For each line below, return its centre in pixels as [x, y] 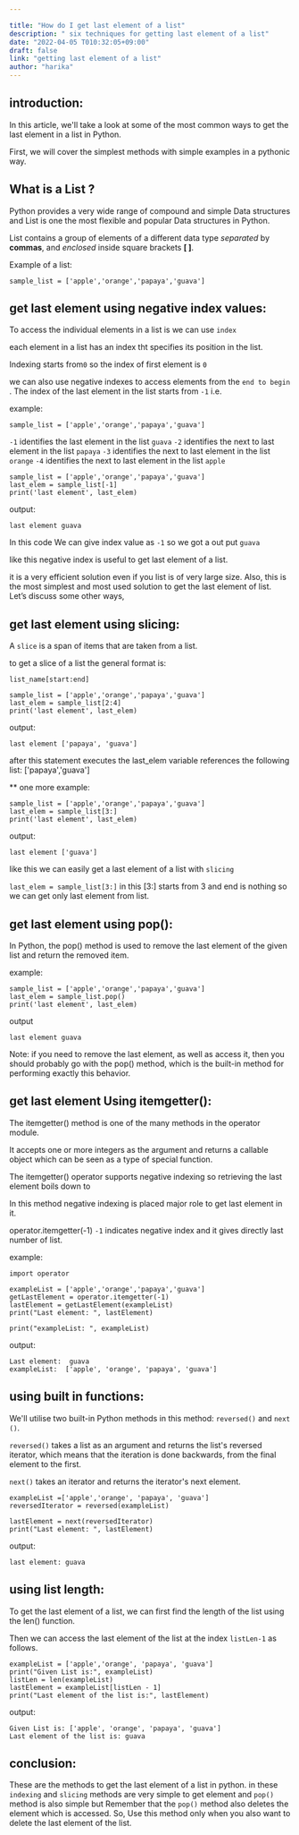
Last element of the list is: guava [77, 1736]
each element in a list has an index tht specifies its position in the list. [136, 347]
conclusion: [43, 1763]
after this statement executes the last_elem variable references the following [149, 761]
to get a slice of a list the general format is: [88, 663]
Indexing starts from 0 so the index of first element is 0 [108, 364]
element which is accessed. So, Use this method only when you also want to [150, 1814]
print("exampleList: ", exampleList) [79, 1328]
